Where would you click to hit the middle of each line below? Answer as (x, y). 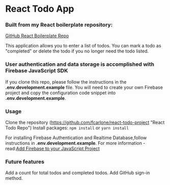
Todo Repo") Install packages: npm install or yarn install (67, 128)
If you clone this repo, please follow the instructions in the (66, 82)
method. (14, 178)
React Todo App (40, 9)
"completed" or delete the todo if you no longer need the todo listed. (77, 51)
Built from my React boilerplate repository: (59, 25)
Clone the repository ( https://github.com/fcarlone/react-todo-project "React (85, 122)
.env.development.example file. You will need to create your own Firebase (84, 87)
